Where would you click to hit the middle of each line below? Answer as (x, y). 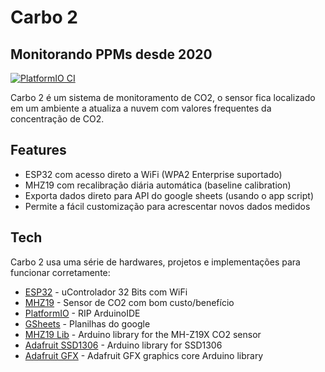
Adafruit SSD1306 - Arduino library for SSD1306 (123, 345)
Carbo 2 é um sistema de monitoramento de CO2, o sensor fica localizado (163, 97)
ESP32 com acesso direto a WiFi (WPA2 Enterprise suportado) (153, 174)
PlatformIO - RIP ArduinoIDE (82, 313)
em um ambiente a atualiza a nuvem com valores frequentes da (141, 108)
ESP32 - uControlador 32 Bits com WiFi (106, 292)
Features (38, 150)
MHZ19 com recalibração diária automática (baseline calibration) (158, 185)
